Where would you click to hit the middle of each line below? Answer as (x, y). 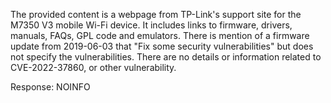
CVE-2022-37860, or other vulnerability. (93, 67)
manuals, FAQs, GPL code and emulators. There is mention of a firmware (160, 35)
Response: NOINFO (50, 87)
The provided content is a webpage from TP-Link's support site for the (156, 14)
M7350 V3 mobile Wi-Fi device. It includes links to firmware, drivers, (151, 25)
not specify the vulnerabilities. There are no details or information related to (166, 57)
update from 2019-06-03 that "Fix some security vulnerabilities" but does (162, 46)
